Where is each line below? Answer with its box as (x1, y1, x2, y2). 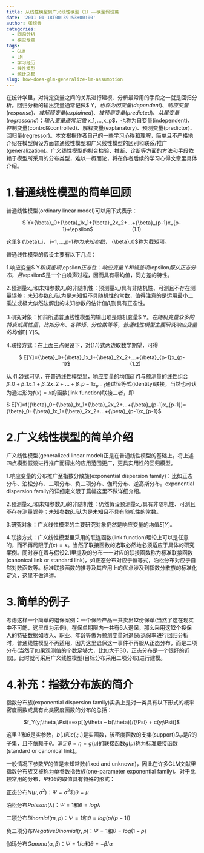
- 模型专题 (12, 37, 36, 43)
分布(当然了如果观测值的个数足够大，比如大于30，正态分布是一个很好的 (6, 647, 185, 654)
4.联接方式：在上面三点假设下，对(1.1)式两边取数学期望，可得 (6, 341, 159, 349)
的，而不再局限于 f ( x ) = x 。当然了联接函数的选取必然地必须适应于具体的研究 (6, 541, 195, 548)
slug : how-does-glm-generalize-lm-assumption (6, 76, 123, 83)
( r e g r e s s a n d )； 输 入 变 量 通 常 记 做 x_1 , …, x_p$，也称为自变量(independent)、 (6, 116, 194, 124)
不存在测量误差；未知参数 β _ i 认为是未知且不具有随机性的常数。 (6, 508, 162, 515)
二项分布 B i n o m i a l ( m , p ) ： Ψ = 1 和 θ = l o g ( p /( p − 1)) (6, 814, 131, 821)
